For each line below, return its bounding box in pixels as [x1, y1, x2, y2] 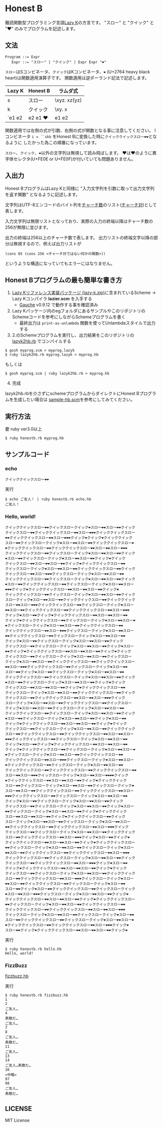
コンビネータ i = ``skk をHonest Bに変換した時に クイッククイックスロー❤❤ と [5, 133, 153, 139]
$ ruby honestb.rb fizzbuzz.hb [5, 993, 68, 998]
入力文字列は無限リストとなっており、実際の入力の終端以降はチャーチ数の [5, 218, 153, 224]
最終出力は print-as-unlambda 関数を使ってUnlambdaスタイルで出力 [19, 320, 156, 326]
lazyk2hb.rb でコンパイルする [12, 338, 71, 344]
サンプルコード [5, 450, 49, 458]
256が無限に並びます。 [5, 224, 51, 230]
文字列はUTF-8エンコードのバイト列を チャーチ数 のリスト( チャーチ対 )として [5, 202, 157, 208]
